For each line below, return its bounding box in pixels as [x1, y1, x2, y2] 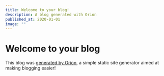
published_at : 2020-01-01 [5, 17, 60, 22]
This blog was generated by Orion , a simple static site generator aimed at [5, 60, 159, 66]
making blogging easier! [5, 65, 56, 71]
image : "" [5, 21, 26, 27]
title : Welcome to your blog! [5, 7, 70, 13]
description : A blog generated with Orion [5, 12, 97, 17]
